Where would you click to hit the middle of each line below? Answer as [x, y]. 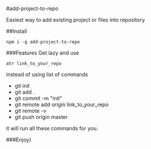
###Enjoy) [19, 140]
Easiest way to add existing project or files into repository [75, 20]
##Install [17, 31]
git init [22, 86]
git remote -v [30, 111]
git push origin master [41, 117]
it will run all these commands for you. [52, 128]
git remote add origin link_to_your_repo [61, 104]
